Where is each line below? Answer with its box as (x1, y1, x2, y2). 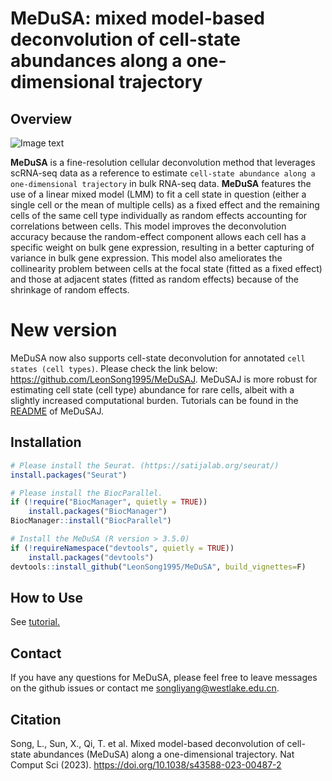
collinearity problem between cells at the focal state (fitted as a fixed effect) (10, 263, 323, 274)
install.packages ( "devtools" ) (28, 552, 155, 562)
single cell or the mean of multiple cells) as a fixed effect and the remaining (10, 199, 320, 211)
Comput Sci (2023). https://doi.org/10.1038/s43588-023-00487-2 (10, 758, 282, 771)
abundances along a (10, 50, 183, 72)
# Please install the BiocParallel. (10, 488, 163, 498)
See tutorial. (10, 616, 61, 628)
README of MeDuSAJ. (10, 405, 105, 417)
